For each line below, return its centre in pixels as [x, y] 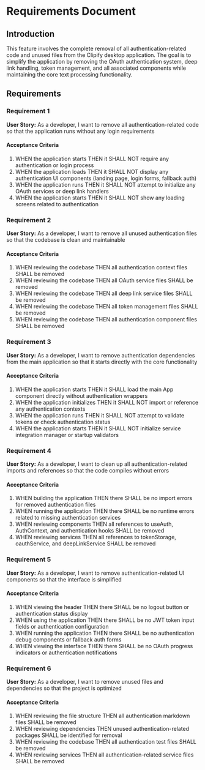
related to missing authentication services [68, 518]
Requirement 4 [29, 450]
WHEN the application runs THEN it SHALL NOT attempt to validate [100, 415]
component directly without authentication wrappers [81, 395]
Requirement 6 [29, 668]
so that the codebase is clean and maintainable [66, 240]
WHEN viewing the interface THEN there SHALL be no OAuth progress [104, 646]
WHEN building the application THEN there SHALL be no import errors [104, 498]
